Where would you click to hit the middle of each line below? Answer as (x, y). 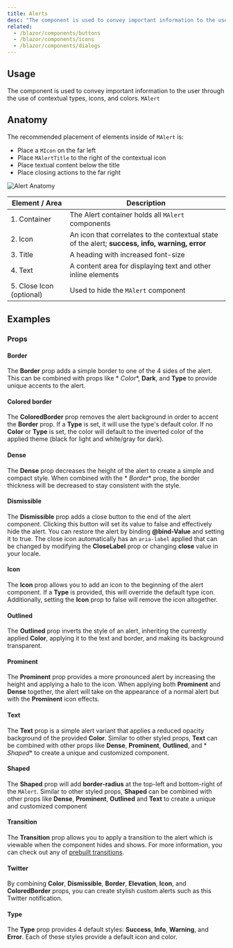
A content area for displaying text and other (140, 266)
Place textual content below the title (68, 165)
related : (20, 26)
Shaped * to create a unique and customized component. (88, 752)
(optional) (27, 294)
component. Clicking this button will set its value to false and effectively (110, 524)
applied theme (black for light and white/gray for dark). (86, 439)
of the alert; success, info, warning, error (138, 243)
